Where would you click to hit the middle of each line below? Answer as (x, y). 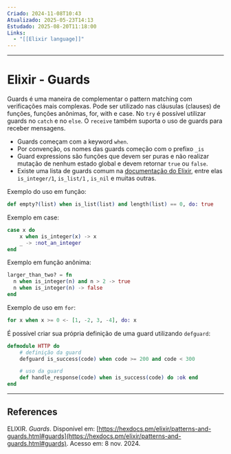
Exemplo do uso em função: (47, 192)
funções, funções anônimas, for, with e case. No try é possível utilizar (107, 114)
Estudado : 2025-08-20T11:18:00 (52, 26)
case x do (21, 230)
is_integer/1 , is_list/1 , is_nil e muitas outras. (87, 178)
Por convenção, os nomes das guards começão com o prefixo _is (111, 149)
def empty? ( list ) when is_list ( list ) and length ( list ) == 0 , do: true (110, 204)
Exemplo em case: (33, 217)
